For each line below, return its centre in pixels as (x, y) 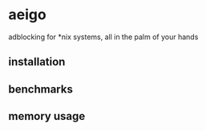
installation (37, 62)
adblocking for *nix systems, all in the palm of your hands (103, 37)
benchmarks (41, 89)
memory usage (47, 116)
